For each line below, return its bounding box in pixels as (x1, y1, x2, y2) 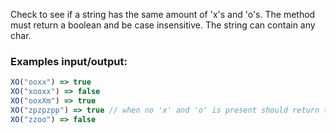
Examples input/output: (10, 54, 128, 68)
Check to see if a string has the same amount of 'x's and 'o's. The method (10, 9, 316, 20)
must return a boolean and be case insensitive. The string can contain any (10, 19, 316, 31)
